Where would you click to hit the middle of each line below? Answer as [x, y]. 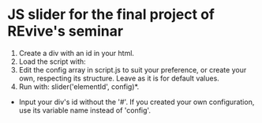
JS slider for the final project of [111, 15]
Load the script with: [52, 61]
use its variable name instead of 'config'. [85, 110]
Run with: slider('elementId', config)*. [79, 86]
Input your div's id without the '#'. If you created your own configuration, [137, 102]
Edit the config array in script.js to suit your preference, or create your [133, 69]
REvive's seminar [65, 31]
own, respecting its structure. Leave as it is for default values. [119, 78]
